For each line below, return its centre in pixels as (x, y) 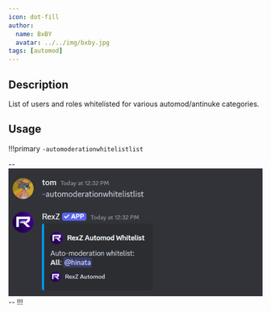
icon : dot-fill (34, 17)
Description (38, 84)
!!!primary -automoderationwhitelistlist (76, 148)
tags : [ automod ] (35, 51)
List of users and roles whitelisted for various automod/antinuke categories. (134, 104)
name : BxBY (34, 34)
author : (21, 25)
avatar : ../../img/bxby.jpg (63, 43)
